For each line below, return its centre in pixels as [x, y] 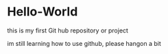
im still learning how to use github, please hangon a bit [84, 43]
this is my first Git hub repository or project [68, 30]
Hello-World [43, 12]
